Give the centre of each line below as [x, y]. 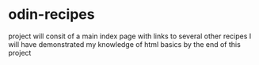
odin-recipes [51, 14]
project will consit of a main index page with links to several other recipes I [130, 36]
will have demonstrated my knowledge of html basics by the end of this [125, 44]
